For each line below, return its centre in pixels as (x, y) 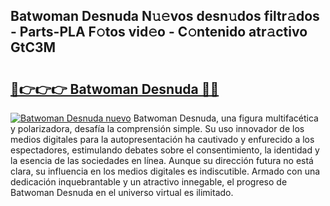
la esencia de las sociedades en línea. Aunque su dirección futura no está (162, 160)
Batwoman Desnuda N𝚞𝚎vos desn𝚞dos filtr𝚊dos (165, 16)
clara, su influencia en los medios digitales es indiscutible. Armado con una (165, 171)
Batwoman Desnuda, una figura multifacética (226, 118)
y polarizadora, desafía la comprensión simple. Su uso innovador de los (157, 128)
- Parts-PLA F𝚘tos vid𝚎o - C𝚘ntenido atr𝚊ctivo (159, 32)
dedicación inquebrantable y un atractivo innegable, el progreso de (149, 182)
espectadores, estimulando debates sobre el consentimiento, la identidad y (165, 150)
